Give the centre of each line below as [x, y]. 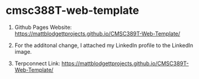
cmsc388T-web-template [72, 11]
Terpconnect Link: [37, 63]
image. [23, 51]
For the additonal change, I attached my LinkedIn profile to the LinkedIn [104, 45]
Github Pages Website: [43, 27]
